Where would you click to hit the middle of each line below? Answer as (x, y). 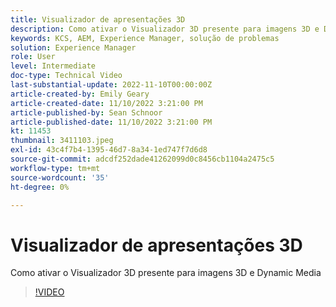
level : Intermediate (53, 66)
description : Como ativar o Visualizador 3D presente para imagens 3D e (165, 29)
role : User (33, 57)
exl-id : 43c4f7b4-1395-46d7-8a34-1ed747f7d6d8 (109, 150)
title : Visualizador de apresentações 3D (98, 19)
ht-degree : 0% (40, 187)
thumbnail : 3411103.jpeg (62, 141)
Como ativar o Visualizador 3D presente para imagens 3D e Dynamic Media (166, 273)
